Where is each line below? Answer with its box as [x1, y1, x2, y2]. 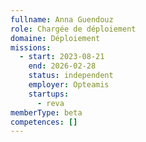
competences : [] [10, 117, 78, 127]
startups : [28, 89, 70, 99]
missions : [10, 42, 52, 53]
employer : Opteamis [28, 80, 110, 90]
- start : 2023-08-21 [19, 52, 105, 62]
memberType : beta [10, 107, 83, 118]
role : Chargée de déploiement [10, 24, 137, 34]
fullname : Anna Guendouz [10, 14, 114, 25]
